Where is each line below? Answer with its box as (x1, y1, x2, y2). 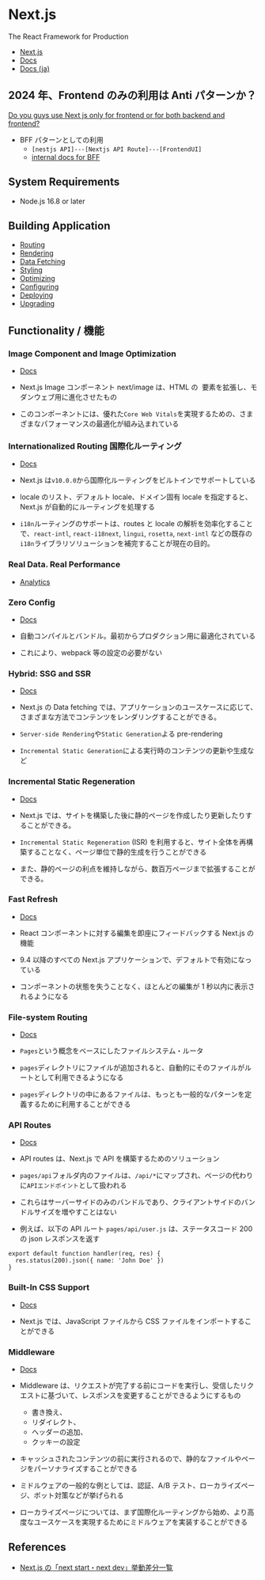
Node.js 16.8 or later (19, 196, 85, 206)
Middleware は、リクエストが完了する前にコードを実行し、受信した (19, 1381, 240, 1390)
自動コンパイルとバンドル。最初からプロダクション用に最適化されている (19, 631, 256, 640)
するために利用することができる (26, 1100, 131, 1109)
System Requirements (8, 176, 120, 189)
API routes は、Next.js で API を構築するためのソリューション (19, 1154, 220, 1164)
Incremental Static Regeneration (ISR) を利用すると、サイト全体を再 (19, 837, 247, 847)
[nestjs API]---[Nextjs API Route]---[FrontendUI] (31, 145, 203, 153)
